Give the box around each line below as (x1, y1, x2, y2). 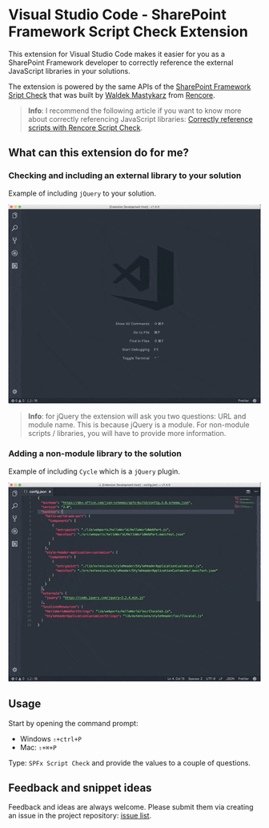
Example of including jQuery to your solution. (8, 188, 157, 198)
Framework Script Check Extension (8, 22, 248, 41)
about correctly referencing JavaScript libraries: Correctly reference (27, 114, 254, 123)
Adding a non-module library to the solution (8, 448, 183, 459)
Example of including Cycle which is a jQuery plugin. (8, 467, 180, 476)
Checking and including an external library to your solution (8, 170, 242, 181)
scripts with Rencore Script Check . (27, 123, 143, 132)
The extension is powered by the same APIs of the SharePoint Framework (8, 82, 251, 91)
